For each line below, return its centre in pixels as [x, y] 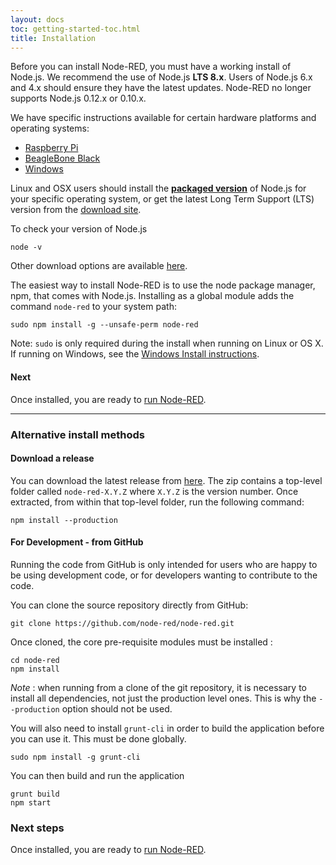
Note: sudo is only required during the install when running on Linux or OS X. [167, 343]
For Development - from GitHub [77, 542]
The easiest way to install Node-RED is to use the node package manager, [163, 285]
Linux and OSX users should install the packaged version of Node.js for [158, 188]
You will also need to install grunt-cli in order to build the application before [167, 728]
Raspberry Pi [51, 148]
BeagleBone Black [62, 158]
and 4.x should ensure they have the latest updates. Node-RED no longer [161, 88]
